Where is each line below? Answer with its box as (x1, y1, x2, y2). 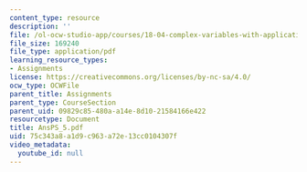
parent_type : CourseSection (9, 97, 117, 107)
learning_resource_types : (9, 56, 108, 65)
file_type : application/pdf (9, 47, 117, 56)
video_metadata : (9, 140, 71, 149)
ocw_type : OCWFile (9, 81, 79, 90)
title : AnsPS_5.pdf (9, 124, 84, 133)
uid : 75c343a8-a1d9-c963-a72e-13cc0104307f (9, 132, 178, 141)
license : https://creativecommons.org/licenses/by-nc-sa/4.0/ (9, 73, 251, 82)
